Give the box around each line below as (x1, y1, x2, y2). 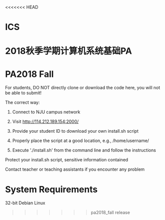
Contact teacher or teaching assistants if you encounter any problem (5, 166, 145, 172)
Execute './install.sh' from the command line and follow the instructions (12, 147, 156, 153)
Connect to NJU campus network (12, 109, 80, 115)
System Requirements (5, 183, 98, 195)
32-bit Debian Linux (5, 200, 45, 206)
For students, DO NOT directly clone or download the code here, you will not (5, 85, 161, 91)
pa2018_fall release (91, 210, 131, 216)
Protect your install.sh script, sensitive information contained (5, 157, 129, 163)
